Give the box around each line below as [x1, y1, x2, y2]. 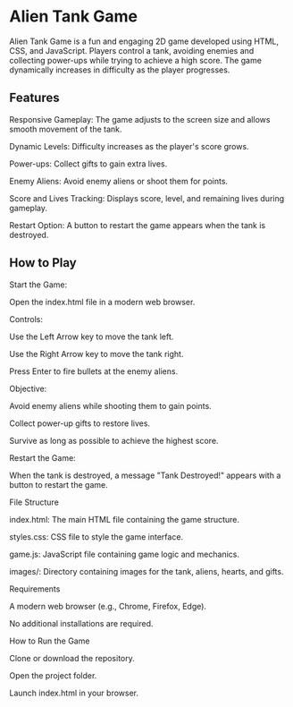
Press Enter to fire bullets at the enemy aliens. [9, 365, 179, 377]
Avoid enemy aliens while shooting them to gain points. [9, 400, 212, 411]
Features [9, 90, 60, 106]
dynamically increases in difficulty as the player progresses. [9, 64, 230, 75]
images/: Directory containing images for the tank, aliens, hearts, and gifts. [9, 566, 284, 576]
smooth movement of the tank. [9, 124, 122, 134]
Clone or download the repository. [9, 652, 136, 663]
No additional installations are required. [9, 618, 154, 628]
